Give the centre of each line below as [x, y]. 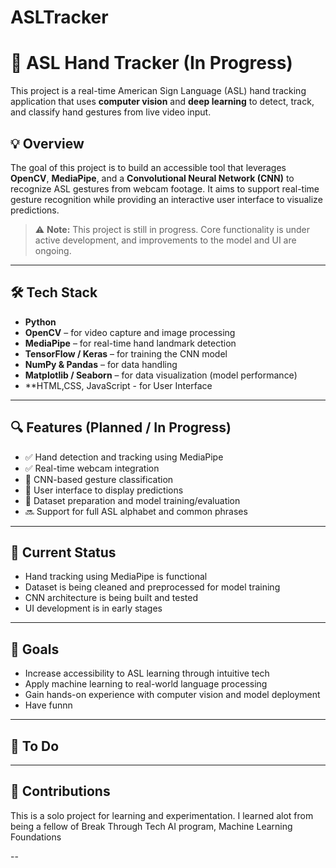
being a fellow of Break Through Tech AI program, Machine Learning [151, 826]
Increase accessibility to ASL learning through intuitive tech [147, 673]
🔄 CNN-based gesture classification [99, 479]
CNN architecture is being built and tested [111, 598]
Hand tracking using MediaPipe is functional [116, 577]
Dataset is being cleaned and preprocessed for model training [152, 587]
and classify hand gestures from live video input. [111, 112]
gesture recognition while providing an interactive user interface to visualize [166, 199]
